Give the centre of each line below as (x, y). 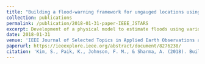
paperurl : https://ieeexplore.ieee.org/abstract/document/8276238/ (94, 46)
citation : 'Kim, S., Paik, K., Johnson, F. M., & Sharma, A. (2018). (97, 52)
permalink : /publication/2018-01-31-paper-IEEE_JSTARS (77, 23)
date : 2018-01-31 (28, 35)
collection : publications (39, 18)
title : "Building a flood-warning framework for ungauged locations (95, 12)
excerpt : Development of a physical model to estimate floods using (95, 29)
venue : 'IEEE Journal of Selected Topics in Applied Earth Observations (101, 40)
